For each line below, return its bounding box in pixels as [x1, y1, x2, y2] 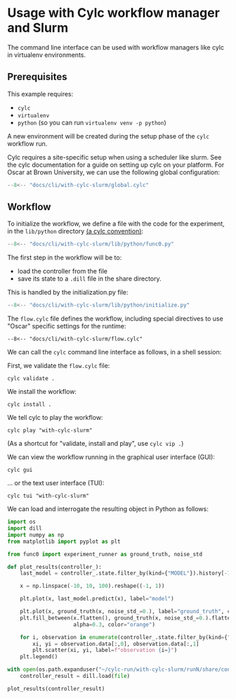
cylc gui [7, 466, 33, 474]
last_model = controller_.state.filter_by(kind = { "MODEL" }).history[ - [20, 570, 228, 577]
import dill [7, 525, 42, 532]
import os [7, 518, 37, 525]
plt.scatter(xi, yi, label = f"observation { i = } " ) [32, 647, 178, 654]
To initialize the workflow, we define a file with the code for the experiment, [7, 219, 225, 228]
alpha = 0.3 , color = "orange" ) [73, 621, 156, 628]
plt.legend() [20, 653, 58, 660]
